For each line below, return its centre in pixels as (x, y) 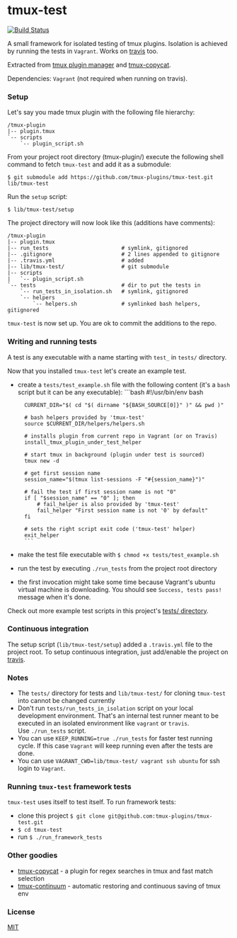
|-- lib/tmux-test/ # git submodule (88, 267)
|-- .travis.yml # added (75, 261)
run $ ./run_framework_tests (60, 837)
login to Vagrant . (41, 768)
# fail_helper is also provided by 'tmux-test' (108, 504)
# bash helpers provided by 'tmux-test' (85, 417)
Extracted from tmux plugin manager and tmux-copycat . (89, 64)
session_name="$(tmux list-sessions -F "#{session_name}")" (115, 479)
